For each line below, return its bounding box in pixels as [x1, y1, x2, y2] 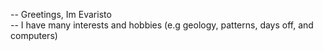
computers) [10, 30, 58, 41]
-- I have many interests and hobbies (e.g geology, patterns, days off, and [10, 19, 314, 31]
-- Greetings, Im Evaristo [10, 9, 112, 20]
